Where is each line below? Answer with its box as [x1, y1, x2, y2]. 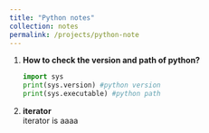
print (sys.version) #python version [22, 81, 161, 90]
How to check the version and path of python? [22, 55, 201, 66]
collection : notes [9, 22, 79, 31]
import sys [22, 72, 64, 81]
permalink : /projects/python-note [9, 30, 140, 39]
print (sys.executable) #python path [22, 90, 161, 99]
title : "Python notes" [9, 13, 95, 23]
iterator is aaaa [22, 115, 79, 126]
